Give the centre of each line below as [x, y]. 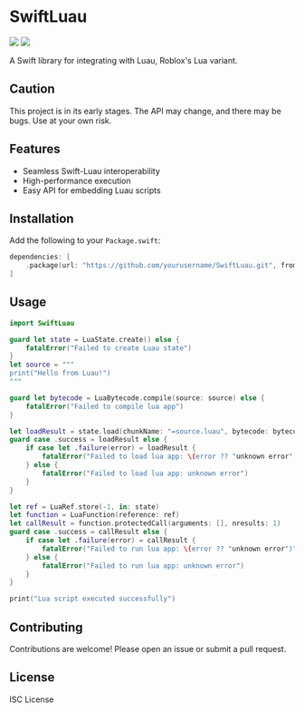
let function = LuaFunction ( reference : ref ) [95, 515]
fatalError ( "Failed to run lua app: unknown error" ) [143, 566]
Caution [33, 89]
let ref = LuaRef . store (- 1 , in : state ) [85, 507]
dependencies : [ [40, 257]
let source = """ [42, 365]
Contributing [46, 627]
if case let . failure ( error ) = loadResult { [111, 448]
